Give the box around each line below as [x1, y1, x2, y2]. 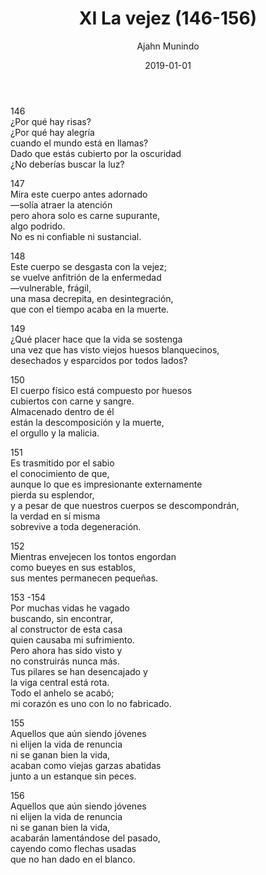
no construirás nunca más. [10, 655, 120, 667]
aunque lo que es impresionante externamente [10, 478, 203, 490]
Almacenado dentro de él [10, 405, 115, 417]
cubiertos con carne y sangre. [10, 395, 135, 407]
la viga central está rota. [10, 676, 110, 688]
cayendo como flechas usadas [10, 842, 137, 854]
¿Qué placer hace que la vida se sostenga [10, 333, 183, 345]
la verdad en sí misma [10, 510, 101, 522]
